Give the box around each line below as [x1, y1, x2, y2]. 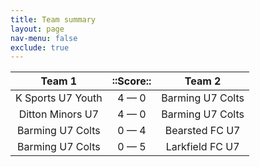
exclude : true [10, 42, 70, 53]
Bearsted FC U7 [164, 124, 241, 138]
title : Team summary [10, 14, 97, 25]
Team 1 [40, 74, 78, 88]
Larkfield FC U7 [165, 140, 240, 154]
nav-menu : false [10, 33, 78, 43]
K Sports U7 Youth [15, 91, 103, 105]
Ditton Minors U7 [18, 107, 100, 121]
